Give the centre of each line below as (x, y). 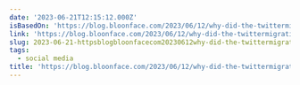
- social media (46, 58)
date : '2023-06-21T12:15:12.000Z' (74, 17)
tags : (19, 50)
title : (21, 67)
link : (19, 34)
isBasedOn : (29, 26)
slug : (19, 42)
